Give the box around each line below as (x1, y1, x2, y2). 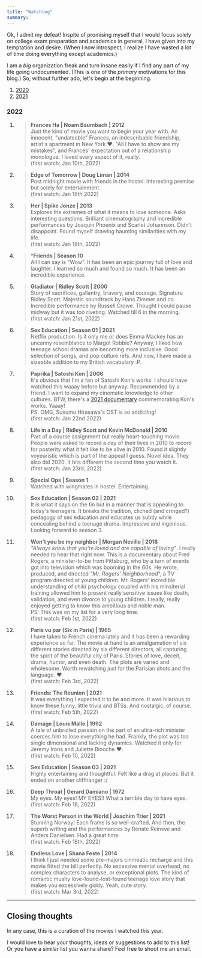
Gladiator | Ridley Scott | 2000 (30, 283, 108, 290)
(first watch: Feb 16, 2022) (30, 800, 96, 808)
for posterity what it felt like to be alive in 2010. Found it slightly (30, 446, 186, 453)
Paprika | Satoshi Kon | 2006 (30, 370, 104, 377)
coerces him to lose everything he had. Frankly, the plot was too (30, 732, 189, 740)
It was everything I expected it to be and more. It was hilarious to (30, 695, 191, 702)
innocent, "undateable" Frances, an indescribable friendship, (30, 134, 182, 141)
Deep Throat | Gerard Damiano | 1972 (30, 788, 125, 795)
